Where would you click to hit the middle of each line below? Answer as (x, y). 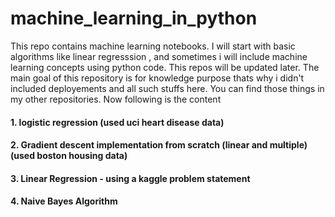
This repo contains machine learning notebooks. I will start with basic (153, 46)
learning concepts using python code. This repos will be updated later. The (165, 67)
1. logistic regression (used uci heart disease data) (117, 122)
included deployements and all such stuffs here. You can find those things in (167, 88)
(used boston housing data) (69, 156)
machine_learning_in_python (134, 18)
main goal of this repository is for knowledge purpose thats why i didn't (157, 78)
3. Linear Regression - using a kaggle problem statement (130, 178)
